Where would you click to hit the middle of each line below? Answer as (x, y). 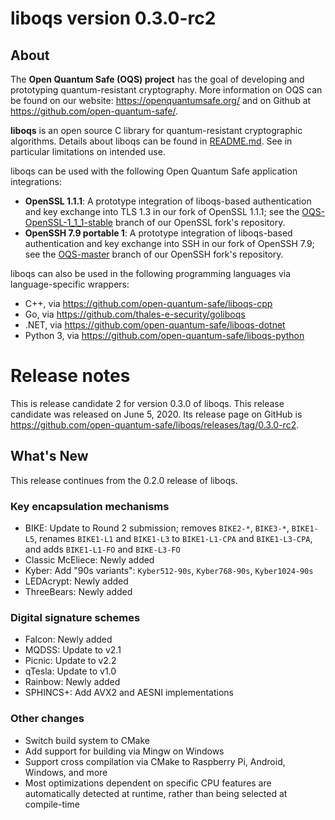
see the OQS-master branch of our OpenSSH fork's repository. (154, 254)
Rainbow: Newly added (72, 682)
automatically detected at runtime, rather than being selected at (156, 793)
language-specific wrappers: (70, 284)
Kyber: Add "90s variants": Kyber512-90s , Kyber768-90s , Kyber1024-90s (169, 571)
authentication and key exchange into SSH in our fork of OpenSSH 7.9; (169, 243)
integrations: (36, 181)
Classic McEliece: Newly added (89, 560)
